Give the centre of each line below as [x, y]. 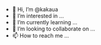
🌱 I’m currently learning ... [45, 22]
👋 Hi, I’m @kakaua [35, 9]
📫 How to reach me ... [40, 36]
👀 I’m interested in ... [38, 16]
